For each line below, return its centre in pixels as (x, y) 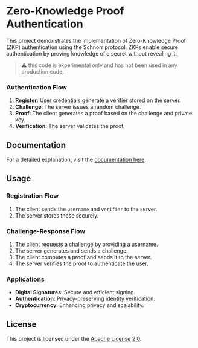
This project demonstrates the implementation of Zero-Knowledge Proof (96, 40)
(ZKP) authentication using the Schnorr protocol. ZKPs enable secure (92, 47)
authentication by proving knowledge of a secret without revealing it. (91, 53)
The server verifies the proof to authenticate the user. (82, 263)
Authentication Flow (37, 87)
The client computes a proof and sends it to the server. (83, 257)
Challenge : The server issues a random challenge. (78, 107)
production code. (43, 71)
